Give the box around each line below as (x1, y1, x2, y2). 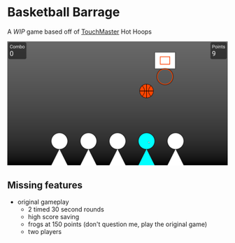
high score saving (27, 213, 80, 221)
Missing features (7, 179, 83, 191)
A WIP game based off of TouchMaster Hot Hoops (7, 27, 152, 36)
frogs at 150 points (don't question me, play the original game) (27, 220, 208, 228)
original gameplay (17, 197, 69, 207)
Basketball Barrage (7, 4, 120, 20)
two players (27, 228, 62, 236)
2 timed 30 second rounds (27, 205, 105, 214)
